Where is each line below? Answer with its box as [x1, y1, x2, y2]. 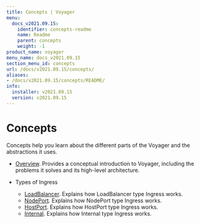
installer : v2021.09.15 [12, 89, 72, 95]
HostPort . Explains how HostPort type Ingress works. [24, 203, 158, 211]
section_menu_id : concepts [6, 60, 75, 66]
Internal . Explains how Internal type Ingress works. [24, 209, 152, 217]
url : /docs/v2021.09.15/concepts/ [6, 66, 95, 72]
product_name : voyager [6, 49, 64, 55]
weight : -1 [17, 44, 45, 50]
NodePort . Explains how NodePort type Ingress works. [24, 197, 162, 204]
